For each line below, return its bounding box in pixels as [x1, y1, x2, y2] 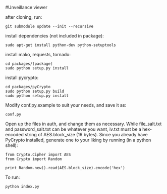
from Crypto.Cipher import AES [5, 152, 71, 157]
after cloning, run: [5, 14, 42, 20]
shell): [5, 142, 18, 148]
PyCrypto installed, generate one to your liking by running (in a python [5, 137, 151, 143]
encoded [5, 132, 24, 137]
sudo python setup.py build [5, 89, 65, 94]
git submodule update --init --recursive [5, 24, 94, 29]
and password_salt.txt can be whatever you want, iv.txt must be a [5, 126, 141, 132]
